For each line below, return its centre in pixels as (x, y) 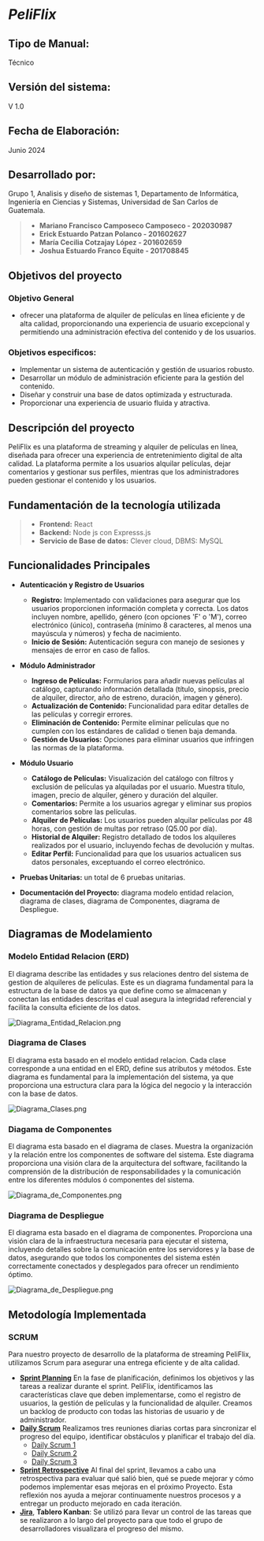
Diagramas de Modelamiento (80, 934)
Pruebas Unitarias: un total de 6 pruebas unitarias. (102, 877)
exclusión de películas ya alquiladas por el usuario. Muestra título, (138, 787)
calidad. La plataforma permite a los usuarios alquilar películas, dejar (119, 463)
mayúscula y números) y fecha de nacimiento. (106, 633)
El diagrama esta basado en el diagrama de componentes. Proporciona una (130, 1233)
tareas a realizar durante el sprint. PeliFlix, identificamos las (116, 1387)
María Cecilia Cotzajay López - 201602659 (111, 243)
